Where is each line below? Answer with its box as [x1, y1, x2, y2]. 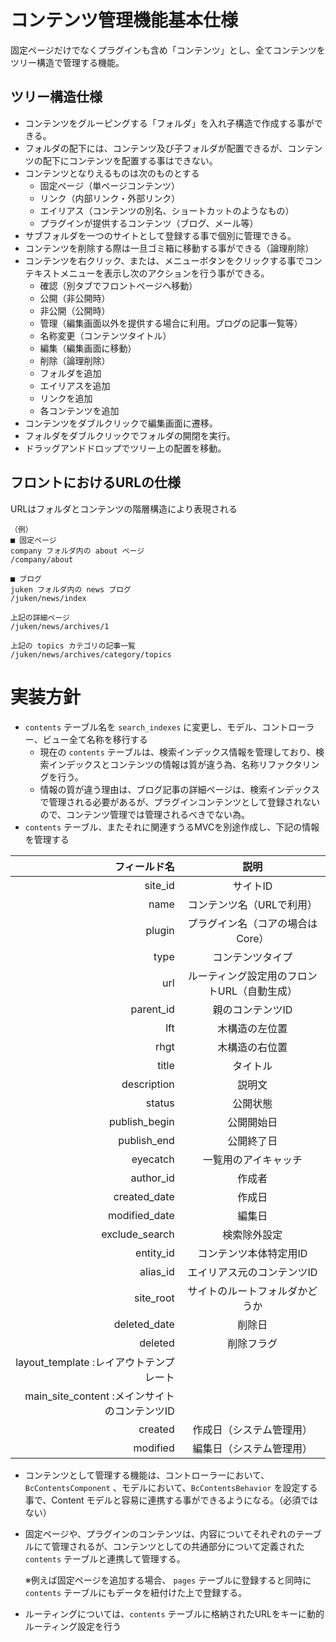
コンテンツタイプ [212, 950, 293, 964]
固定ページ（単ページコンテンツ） [39, 179, 181, 191]
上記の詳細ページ [10, 612, 70, 623]
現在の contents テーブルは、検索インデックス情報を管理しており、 [39, 746, 317, 758]
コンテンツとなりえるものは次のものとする [24, 167, 200, 179]
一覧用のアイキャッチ [202, 1152, 303, 1166]
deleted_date [113, 1317, 175, 1331]
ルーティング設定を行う [24, 1620, 122, 1632]
